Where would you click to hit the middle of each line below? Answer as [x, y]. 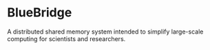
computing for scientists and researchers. [66, 38]
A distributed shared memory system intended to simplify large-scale [105, 32]
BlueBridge [40, 13]
